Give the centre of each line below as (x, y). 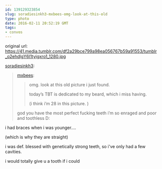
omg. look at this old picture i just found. (70, 85)
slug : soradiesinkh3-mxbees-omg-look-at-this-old (56, 14)
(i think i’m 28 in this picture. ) (59, 103)
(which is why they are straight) (37, 137)
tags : (10, 28)
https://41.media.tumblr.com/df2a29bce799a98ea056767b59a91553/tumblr (81, 51)
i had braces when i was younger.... (41, 128)
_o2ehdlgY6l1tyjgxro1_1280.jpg (36, 56)
